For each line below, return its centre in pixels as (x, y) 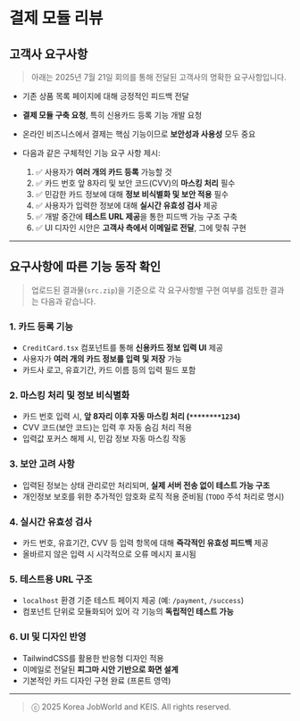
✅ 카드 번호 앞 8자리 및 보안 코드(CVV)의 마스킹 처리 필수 (135, 183)
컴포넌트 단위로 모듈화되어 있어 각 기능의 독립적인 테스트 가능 (128, 611)
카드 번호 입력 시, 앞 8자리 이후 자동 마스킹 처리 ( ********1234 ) (131, 417)
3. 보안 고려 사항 (42, 464)
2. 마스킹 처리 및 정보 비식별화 (70, 395)
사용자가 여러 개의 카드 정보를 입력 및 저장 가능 (102, 359)
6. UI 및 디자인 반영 (48, 637)
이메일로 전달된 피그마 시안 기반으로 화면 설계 (100, 669)
